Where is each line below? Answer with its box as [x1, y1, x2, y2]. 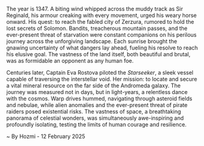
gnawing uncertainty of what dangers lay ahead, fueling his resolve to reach [6, 44, 199, 51]
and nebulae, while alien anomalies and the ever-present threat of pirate [6, 101, 188, 109]
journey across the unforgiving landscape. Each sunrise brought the [6, 38, 177, 45]
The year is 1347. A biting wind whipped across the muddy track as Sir [6, 5, 183, 12]
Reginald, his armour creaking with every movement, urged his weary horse [6, 12, 197, 19]
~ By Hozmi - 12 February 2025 [6, 133, 86, 140]
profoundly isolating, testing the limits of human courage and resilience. [6, 121, 187, 128]
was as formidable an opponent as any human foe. [6, 57, 134, 64]
